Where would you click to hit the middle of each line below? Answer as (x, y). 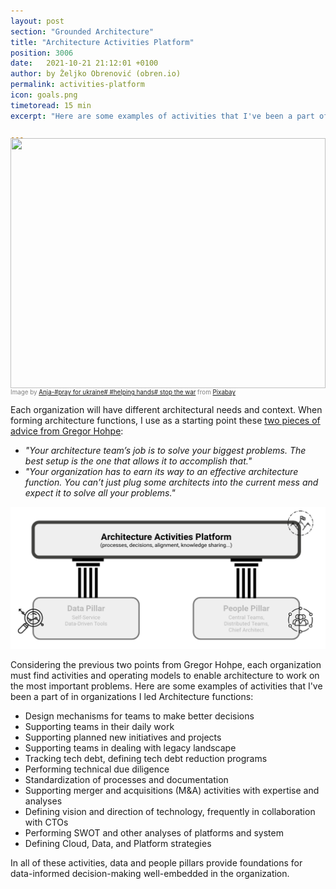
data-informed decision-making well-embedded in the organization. (150, 874)
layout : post (37, 21)
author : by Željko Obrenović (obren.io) (96, 74)
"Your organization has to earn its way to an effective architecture (161, 472)
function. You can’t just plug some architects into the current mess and (171, 482)
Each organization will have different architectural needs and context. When (166, 410)
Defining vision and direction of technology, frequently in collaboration (170, 812)
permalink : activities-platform (77, 85)
